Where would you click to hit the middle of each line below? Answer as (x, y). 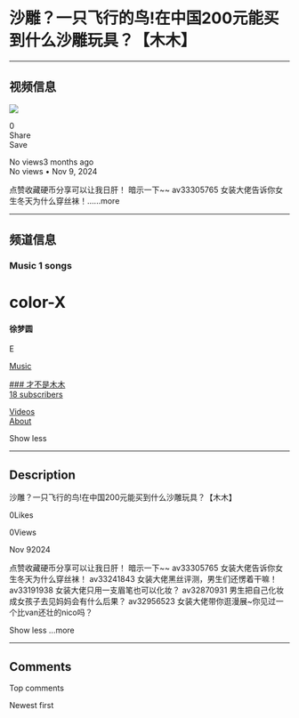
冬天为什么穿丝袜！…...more (68, 200)
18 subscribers (36, 395)
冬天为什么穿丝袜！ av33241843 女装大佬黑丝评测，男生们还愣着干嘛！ (147, 579)
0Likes (21, 515)
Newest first (32, 706)
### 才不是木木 (37, 384)
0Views (23, 532)
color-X (38, 303)
